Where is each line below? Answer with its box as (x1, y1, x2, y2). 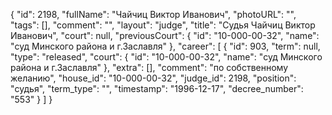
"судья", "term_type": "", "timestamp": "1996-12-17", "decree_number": (10, 83, 304, 94)
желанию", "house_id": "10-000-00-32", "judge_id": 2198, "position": (10, 72, 297, 84)
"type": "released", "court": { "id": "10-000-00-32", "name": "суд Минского (10, 51, 323, 63)
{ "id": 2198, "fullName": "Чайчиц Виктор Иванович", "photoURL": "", (10, 9, 297, 20)
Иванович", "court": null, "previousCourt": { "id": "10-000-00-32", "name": (10, 30, 320, 41)
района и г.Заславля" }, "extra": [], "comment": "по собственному (10, 62, 289, 73)
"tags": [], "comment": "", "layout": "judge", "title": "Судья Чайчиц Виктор (10, 19, 316, 31)
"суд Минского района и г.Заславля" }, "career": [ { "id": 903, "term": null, (10, 40, 321, 52)
